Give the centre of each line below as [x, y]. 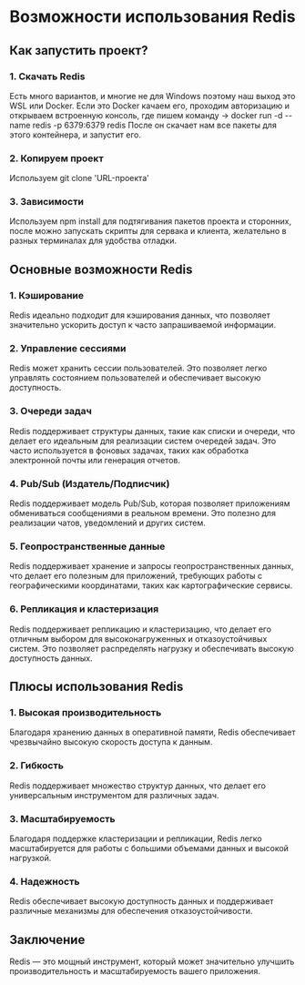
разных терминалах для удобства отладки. [93, 241]
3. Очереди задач [51, 411]
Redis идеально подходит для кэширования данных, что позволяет [140, 315]
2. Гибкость [36, 766]
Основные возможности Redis [101, 269]
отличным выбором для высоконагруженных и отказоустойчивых [138, 638]
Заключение [47, 939]
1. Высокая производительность [86, 712]
